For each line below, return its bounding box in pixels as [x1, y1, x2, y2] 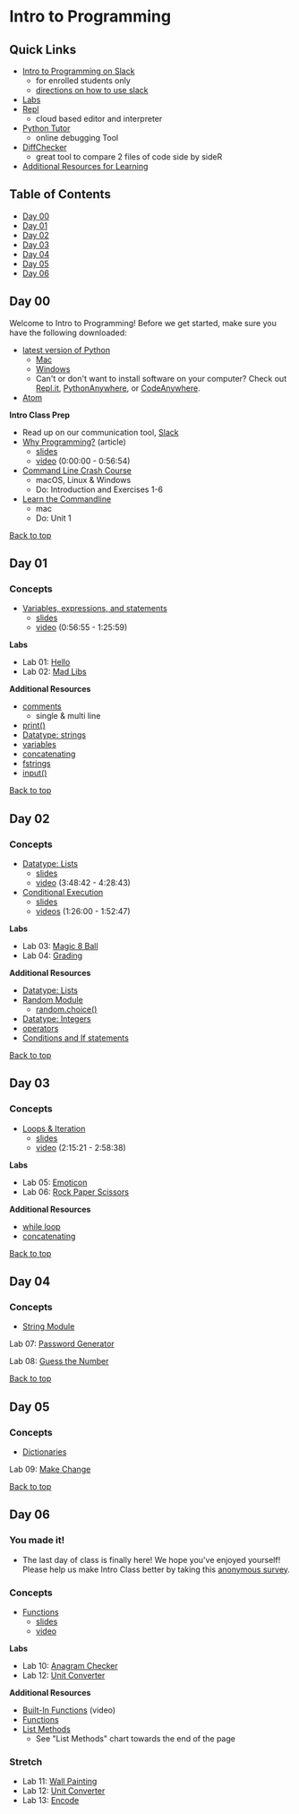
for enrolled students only [35, 75, 132, 86]
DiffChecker [21, 142, 67, 152]
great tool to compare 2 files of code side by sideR [35, 151, 223, 162]
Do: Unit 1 [35, 513, 72, 523]
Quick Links [9, 42, 77, 57]
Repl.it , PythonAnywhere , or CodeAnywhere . [35, 383, 201, 393]
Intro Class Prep [9, 410, 70, 420]
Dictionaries [21, 1447, 67, 1457]
